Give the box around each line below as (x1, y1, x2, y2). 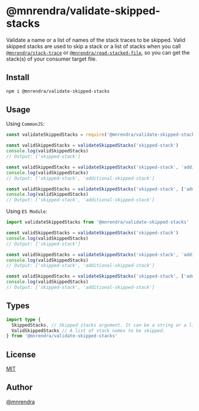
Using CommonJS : (6, 120, 45, 128)
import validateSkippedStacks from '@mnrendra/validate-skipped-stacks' (6, 219, 190, 225)
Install (6, 72, 30, 82)
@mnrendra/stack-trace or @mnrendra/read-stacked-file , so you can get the (6, 49, 190, 56)
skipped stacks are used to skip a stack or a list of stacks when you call (6, 43, 181, 50)
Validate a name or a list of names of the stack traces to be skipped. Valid (6, 36, 185, 43)
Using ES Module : (6, 208, 47, 215)
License (6, 349, 36, 359)
